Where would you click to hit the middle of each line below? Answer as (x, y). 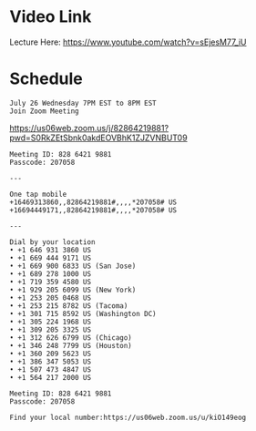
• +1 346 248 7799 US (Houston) (71, 345)
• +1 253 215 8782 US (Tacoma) (69, 306)
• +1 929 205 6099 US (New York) (73, 290)
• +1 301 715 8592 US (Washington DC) (83, 313)
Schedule (46, 79)
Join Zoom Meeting (44, 111)
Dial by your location (52, 242)
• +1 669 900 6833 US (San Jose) (73, 266)
